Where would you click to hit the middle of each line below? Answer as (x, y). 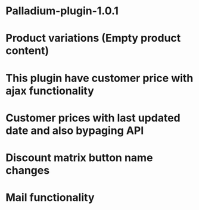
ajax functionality (50, 91)
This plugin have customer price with (99, 78)
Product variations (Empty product (93, 38)
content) (27, 51)
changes (28, 170)
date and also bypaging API (75, 131)
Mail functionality (50, 198)
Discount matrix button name (79, 157)
